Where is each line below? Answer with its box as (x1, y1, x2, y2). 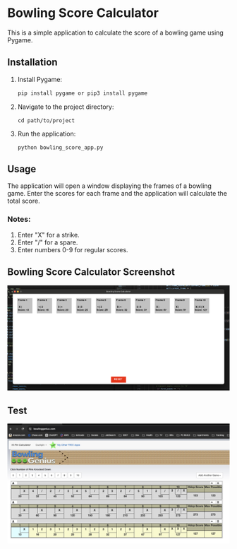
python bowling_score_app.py (17, 143, 104, 151)
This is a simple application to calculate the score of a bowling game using (7, 28, 224, 37)
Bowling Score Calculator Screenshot (7, 266, 175, 278)
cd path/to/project (17, 117, 75, 124)
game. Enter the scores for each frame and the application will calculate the (7, 189, 228, 198)
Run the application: (17, 129, 76, 138)
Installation (7, 57, 58, 69)
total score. (7, 196, 40, 206)
